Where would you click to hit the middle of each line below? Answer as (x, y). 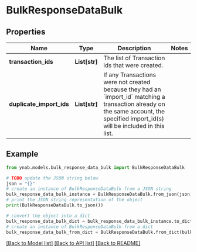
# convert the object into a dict (48, 216)
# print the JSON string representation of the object (74, 200)
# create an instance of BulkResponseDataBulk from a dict (80, 227)
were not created (127, 82)
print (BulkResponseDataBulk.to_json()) (55, 205)
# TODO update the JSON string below (52, 178)
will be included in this (134, 126)
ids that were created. (133, 65)
